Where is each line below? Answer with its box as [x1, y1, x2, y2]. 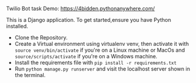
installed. [6, 23, 28, 29]
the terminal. [14, 72, 46, 78]
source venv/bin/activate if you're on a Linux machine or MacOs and [14, 47, 185, 54]
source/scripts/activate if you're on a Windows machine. [14, 53, 158, 59]
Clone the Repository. [14, 34, 68, 41]
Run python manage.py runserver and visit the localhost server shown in [14, 65, 191, 72]
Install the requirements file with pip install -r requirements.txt [14, 59, 177, 66]
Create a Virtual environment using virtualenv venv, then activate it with [14, 41, 189, 47]
